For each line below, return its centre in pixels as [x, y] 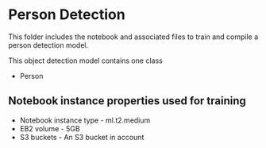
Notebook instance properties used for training [127, 101]
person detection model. [48, 45]
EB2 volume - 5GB [50, 128]
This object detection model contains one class [85, 60]
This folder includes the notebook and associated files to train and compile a [133, 37]
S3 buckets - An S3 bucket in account [82, 137]
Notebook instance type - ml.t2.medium [85, 120]
